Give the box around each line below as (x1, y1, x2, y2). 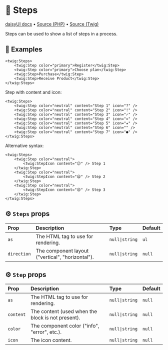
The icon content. (30, 337, 72, 344)
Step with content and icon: (5, 89, 62, 95)
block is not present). (30, 314, 80, 321)
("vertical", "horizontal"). (35, 253, 94, 260)
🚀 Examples (5, 45, 42, 54)
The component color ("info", (30, 322, 99, 329)
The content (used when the (30, 308, 97, 315)
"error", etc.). (30, 328, 61, 335)
